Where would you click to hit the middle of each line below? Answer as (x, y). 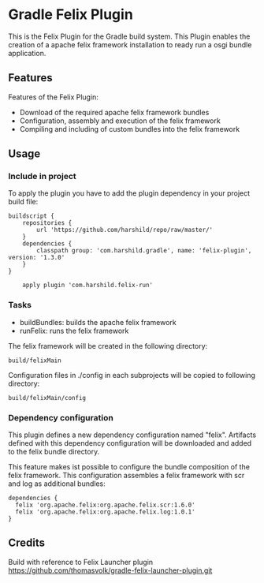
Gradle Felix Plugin (71, 15)
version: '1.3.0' (37, 258)
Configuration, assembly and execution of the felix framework (120, 121)
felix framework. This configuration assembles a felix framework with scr (126, 476)
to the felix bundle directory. (54, 452)
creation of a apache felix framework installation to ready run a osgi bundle (130, 44)
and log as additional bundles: (57, 484)
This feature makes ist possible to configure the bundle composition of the (129, 467)
